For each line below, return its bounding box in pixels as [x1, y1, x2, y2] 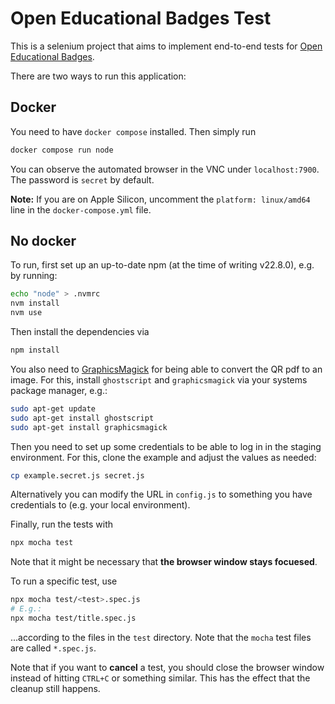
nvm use [10, 308, 43, 318]
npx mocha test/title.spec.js [10, 613, 137, 624]
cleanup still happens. [10, 682, 101, 694]
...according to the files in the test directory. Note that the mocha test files [10, 631, 312, 643]
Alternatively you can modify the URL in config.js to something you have [10, 488, 313, 501]
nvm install [10, 298, 60, 309]
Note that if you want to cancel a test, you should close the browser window [10, 661, 325, 673]
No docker [10, 233, 77, 250]
